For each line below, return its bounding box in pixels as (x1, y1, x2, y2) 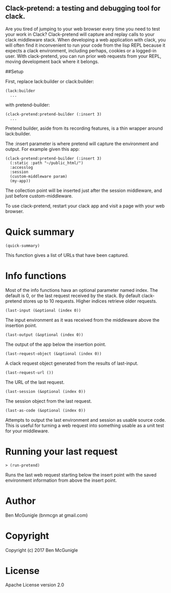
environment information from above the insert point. (5, 477, 117, 483)
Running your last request (5, 446, 118, 457)
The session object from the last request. (5, 398, 92, 404)
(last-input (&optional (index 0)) (5, 308, 81, 313)
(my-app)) (10, 178, 31, 184)
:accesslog (10, 165, 33, 170)
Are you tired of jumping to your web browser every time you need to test (5, 26, 160, 32)
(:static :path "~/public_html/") (10, 160, 83, 166)
